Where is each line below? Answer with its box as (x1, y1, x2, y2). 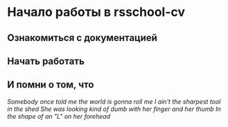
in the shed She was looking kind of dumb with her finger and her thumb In (7, 105, 222, 113)
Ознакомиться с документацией (7, 32, 158, 44)
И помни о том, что (7, 79, 94, 91)
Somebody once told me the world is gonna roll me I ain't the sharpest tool (7, 97, 221, 105)
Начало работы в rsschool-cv (7, 4, 186, 20)
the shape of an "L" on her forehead (7, 112, 111, 120)
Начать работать (7, 55, 85, 67)
